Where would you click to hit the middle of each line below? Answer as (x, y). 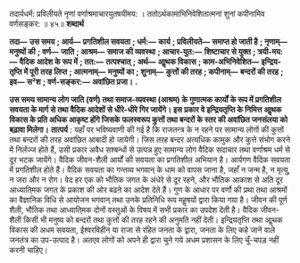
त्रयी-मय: (271, 52)
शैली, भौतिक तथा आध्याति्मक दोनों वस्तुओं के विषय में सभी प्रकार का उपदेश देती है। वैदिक (134, 210)
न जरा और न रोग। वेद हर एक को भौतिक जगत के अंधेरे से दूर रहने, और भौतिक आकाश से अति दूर (146, 180)
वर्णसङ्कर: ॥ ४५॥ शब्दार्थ (47, 24)
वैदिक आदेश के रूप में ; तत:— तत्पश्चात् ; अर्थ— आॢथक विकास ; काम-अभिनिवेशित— (139, 62)
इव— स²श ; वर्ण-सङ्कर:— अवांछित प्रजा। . (74, 82)
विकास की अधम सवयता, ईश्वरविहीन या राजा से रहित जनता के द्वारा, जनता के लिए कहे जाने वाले (142, 230)
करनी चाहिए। (29, 250)
